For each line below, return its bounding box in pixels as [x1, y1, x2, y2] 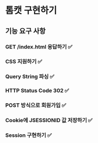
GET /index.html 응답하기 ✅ [5, 43, 72, 50]
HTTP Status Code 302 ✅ [5, 87, 69, 94]
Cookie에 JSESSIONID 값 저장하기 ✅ [5, 117, 93, 124]
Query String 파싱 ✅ [5, 73, 55, 80]
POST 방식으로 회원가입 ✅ [5, 102, 66, 109]
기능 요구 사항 [5, 27, 46, 35]
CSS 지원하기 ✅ [5, 58, 42, 65]
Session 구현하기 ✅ [5, 132, 52, 139]
